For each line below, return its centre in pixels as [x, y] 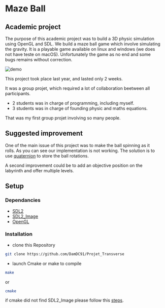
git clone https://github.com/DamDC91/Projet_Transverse [65, 254]
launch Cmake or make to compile [47, 263]
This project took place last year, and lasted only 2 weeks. [64, 79]
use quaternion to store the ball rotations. [47, 155]
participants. [18, 94]
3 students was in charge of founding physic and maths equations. [80, 108]
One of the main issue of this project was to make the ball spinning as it [78, 145]
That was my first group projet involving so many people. [63, 118]
